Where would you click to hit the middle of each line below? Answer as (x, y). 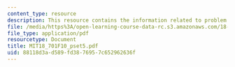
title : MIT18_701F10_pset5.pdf (53, 46)
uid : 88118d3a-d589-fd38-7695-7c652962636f (72, 53)
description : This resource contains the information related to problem (117, 20)
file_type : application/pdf (48, 33)
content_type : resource (42, 14)
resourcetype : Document (42, 40)
